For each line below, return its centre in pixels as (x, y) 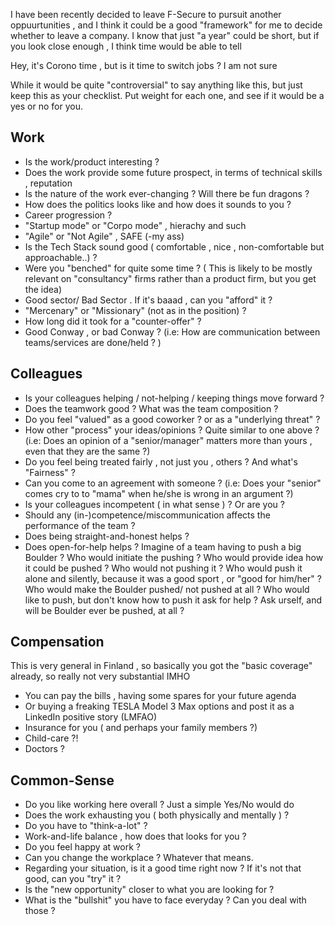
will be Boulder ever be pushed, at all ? (104, 610)
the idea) (43, 289)
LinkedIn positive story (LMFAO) (91, 717)
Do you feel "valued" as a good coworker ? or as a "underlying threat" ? (172, 419)
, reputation (48, 183)
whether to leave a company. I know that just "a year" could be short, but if (165, 35)
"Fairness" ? (50, 472)
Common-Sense (62, 780)
